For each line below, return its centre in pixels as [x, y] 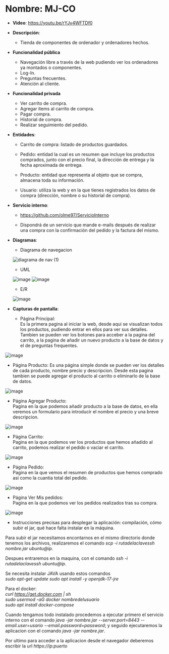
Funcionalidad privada [36, 93]
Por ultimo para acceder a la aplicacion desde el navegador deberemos [79, 640]
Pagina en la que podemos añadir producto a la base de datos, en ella [85, 406]
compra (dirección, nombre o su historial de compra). [75, 195]
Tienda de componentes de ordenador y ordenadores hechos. [85, 42]
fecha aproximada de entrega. [51, 165]
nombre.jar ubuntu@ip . [29, 548]
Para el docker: [21, 589]
